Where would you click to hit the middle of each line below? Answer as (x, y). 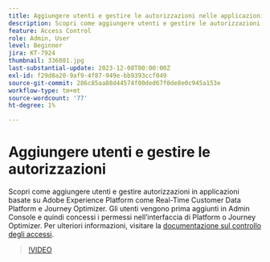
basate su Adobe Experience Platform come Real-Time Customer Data (125, 200)
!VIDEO (40, 250)
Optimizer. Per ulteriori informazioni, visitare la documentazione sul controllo (135, 226)
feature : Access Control (50, 31)
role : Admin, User (39, 38)
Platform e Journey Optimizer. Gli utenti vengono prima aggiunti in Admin (129, 209)
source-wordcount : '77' (48, 98)
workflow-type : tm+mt (45, 90)
